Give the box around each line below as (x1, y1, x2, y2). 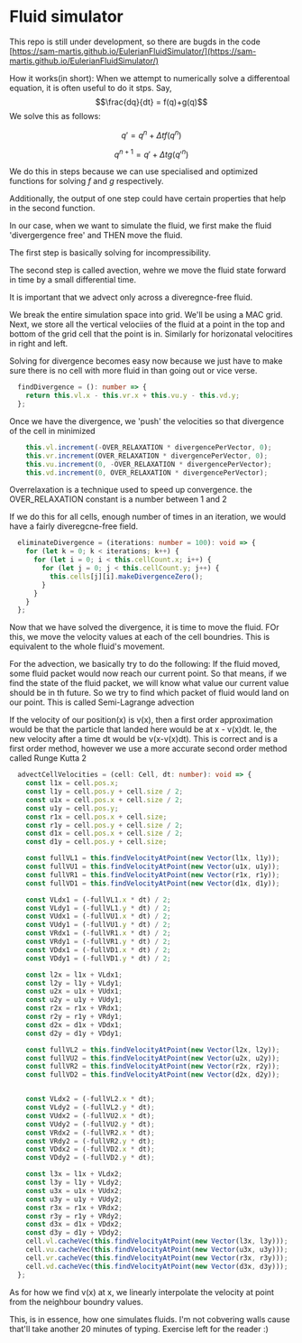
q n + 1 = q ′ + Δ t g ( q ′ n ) (114, 147, 189, 160)
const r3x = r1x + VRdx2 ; (25, 1203, 124, 1212)
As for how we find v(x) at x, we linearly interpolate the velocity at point (9, 1286, 275, 1297)
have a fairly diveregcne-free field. (9, 521, 138, 532)
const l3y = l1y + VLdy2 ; (25, 1178, 124, 1187)
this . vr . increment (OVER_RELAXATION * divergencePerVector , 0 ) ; (25, 451, 269, 460)
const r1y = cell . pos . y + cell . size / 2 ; (25, 820, 184, 829)
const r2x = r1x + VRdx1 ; (25, 1004, 124, 1013)
